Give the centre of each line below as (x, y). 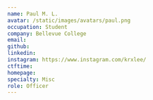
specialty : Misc (31, 79)
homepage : (22, 73)
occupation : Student (38, 27)
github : (19, 46)
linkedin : (22, 54)
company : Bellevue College (47, 33)
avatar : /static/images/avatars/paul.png (69, 20)
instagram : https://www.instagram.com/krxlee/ (77, 60)
